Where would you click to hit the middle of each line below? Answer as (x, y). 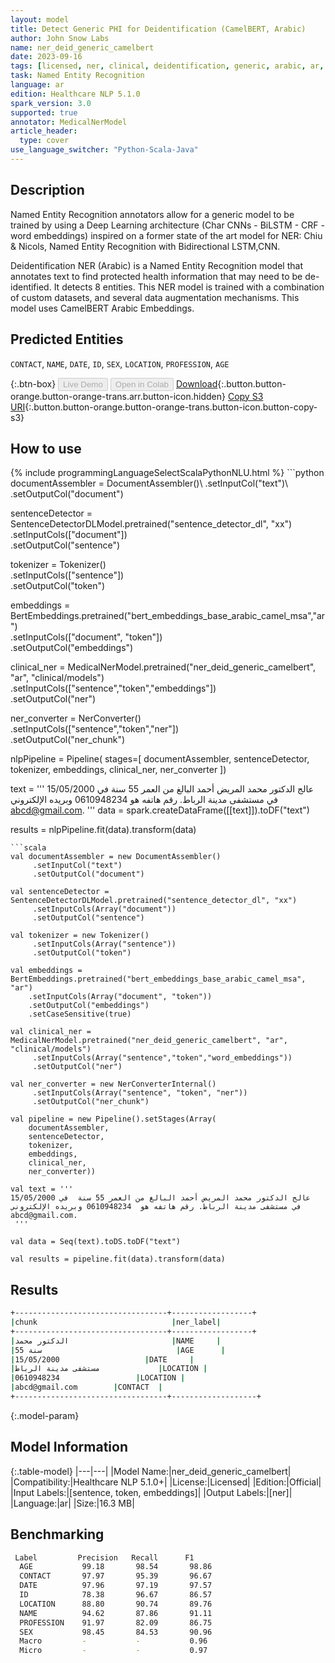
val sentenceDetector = (60, 892)
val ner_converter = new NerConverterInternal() (113, 1084)
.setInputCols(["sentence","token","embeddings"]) (113, 688)
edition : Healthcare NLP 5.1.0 (75, 94)
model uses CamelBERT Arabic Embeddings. (102, 308)
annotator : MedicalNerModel (69, 122)
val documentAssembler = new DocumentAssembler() (116, 857)
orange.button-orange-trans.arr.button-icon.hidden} (118, 396)
